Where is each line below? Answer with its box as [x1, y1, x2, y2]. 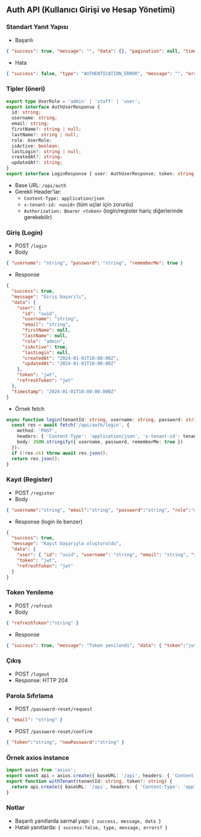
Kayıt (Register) [6, 475, 53, 484]
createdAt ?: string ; [11, 154, 63, 160]
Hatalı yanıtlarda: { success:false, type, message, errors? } [14, 823, 168, 830]
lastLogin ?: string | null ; [11, 148, 82, 155]
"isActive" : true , [22, 344, 68, 350]
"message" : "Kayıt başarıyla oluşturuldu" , [11, 541, 121, 547]
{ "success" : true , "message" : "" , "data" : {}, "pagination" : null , [6, 48, 181, 54]
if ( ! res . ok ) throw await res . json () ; [11, 450, 109, 456]
